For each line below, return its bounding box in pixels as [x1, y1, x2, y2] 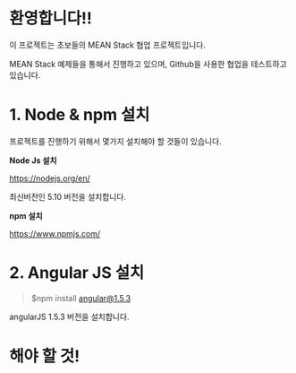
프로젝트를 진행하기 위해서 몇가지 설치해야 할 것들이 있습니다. [9, 135, 222, 146]
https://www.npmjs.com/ [9, 228, 101, 239]
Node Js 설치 [9, 154, 57, 166]
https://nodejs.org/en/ [9, 172, 91, 184]
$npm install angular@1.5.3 [30, 292, 131, 303]
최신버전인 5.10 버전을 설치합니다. [9, 191, 127, 202]
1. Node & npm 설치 [9, 105, 150, 126]
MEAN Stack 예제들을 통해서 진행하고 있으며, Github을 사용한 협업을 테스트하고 [9, 58, 288, 69]
